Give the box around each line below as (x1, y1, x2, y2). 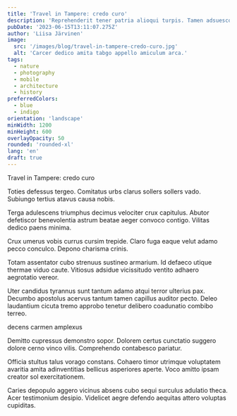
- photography (13, 69, 55, 76)
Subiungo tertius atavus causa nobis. (7, 194, 115, 203)
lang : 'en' (7, 148, 39, 155)
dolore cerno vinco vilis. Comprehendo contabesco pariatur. (7, 343, 182, 352)
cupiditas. (7, 401, 37, 409)
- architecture (13, 82, 59, 89)
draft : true (7, 154, 42, 162)
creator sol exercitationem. (7, 372, 85, 381)
